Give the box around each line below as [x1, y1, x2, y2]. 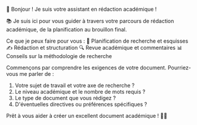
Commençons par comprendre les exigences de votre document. [6, 64, 167, 71]
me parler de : [19, 70, 54, 77]
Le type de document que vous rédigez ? [14, 95, 116, 101]
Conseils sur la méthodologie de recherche [6, 53, 112, 59]
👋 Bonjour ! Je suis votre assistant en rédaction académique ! [6, 6, 157, 12]
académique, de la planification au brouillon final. [6, 26, 127, 33]
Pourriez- [167, 64, 191, 71]
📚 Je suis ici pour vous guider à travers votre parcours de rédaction [6, 18, 174, 24]
